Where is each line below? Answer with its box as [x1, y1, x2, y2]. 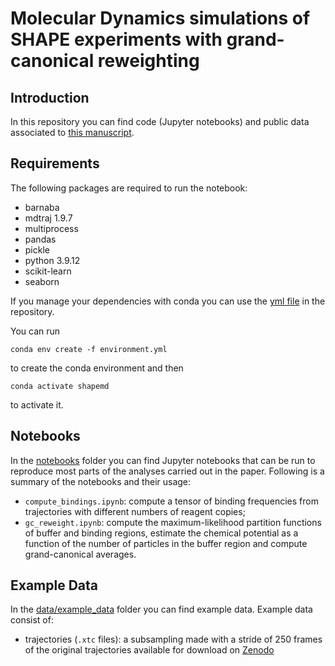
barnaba [24, 201, 60, 213]
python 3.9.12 [24, 254, 81, 266]
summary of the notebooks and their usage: [10, 475, 192, 487]
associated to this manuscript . [10, 127, 135, 138]
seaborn [24, 275, 60, 287]
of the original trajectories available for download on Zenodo [24, 644, 275, 656]
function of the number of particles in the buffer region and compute [24, 537, 308, 549]
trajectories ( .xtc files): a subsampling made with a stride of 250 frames [24, 633, 323, 646]
